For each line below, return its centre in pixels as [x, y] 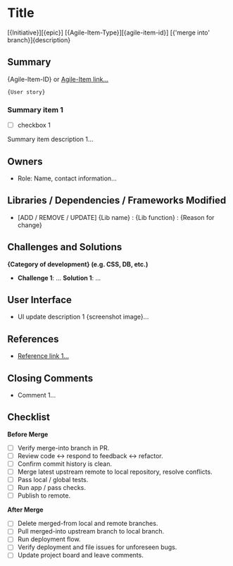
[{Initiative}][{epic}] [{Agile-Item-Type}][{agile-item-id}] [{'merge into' [108, 32]
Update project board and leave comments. [81, 555]
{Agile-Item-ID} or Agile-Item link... [58, 79]
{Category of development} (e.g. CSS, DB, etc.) [78, 264]
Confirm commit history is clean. [65, 464]
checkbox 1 [34, 125]
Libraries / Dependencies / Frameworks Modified [117, 201]
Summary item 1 [35, 109]
